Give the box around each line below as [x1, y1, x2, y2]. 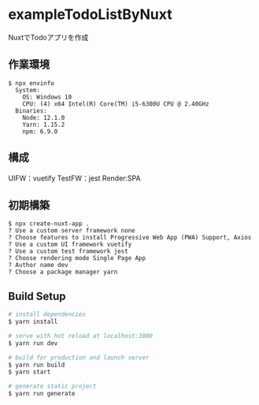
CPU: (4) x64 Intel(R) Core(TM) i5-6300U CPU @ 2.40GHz [22, 100, 210, 108]
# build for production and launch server [8, 353, 150, 362]
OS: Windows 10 [22, 93, 72, 101]
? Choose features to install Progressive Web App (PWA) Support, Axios [8, 234, 252, 242]
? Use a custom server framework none [8, 227, 135, 235]
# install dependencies [8, 310, 87, 318]
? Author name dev [8, 262, 68, 269]
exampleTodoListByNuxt [8, 6, 172, 24]
